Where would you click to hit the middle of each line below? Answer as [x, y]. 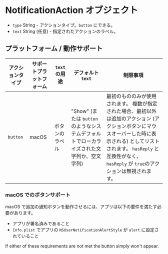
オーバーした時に [131, 133]
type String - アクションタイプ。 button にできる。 [64, 25]
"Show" [80, 111]
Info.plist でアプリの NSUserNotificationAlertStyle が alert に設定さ [85, 230]
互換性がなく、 [124, 156]
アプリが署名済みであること [41, 223]
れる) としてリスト [138, 141]
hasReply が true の [128, 163]
